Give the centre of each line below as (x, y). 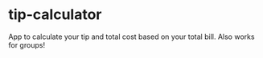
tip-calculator (55, 15)
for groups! (27, 44)
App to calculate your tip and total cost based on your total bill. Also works (131, 37)
